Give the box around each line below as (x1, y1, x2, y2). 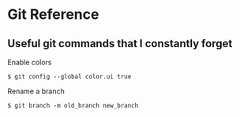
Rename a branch (7, 86, 65, 96)
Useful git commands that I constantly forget (7, 37, 233, 50)
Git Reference (7, 5, 99, 24)
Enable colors (7, 57, 52, 67)
